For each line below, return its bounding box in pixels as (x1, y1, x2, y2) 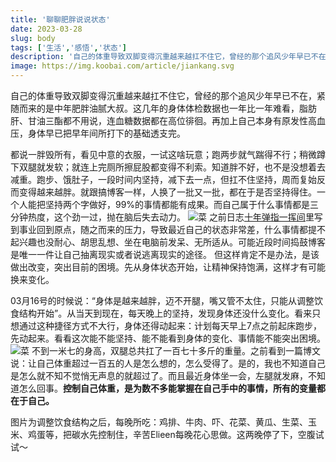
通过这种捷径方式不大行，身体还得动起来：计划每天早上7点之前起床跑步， (18, 320, 322, 331)
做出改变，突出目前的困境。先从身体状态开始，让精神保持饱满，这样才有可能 (10, 261, 326, 273)
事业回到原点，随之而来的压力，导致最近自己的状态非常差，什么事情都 (18, 224, 308, 235)
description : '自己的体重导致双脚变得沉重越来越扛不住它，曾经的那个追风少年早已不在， (10, 52, 334, 62)
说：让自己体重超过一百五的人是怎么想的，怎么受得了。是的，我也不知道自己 (10, 357, 326, 369)
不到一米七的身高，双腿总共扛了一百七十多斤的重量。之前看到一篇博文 (31, 345, 321, 356)
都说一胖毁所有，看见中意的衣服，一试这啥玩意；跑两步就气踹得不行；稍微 (10, 149, 317, 160)
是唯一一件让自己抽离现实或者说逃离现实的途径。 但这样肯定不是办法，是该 (10, 249, 320, 260)
